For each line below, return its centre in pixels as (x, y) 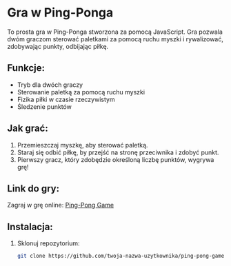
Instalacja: (30, 226)
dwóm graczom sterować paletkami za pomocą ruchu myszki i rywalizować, (115, 39)
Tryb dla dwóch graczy (50, 85)
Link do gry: (33, 188)
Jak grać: (28, 129)
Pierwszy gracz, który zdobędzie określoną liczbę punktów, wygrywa (115, 159)
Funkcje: (26, 68)
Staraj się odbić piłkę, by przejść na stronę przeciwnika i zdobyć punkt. (118, 152)
